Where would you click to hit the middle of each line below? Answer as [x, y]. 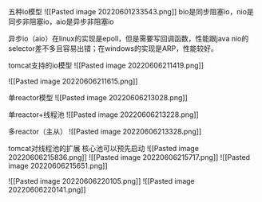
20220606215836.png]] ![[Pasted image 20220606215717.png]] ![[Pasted [129, 157]
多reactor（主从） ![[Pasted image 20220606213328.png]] [105, 131]
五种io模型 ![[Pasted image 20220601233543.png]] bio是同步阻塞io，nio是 [131, 12]
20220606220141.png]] [47, 190]
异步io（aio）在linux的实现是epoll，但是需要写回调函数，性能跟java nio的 [129, 39]
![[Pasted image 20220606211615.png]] [73, 81]
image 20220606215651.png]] [58, 166]
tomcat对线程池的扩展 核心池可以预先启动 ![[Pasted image [104, 148]
